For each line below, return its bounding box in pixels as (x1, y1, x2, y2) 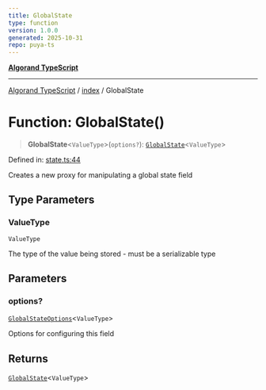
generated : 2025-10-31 (8, 33, 83, 42)
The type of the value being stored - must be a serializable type (8, 249, 216, 258)
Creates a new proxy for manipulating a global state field (8, 170, 193, 180)
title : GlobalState (8, 11, 73, 20)
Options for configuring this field (8, 329, 115, 338)
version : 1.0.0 (8, 26, 59, 34)
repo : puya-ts (8, 41, 55, 49)
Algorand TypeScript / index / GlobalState (8, 86, 144, 95)
